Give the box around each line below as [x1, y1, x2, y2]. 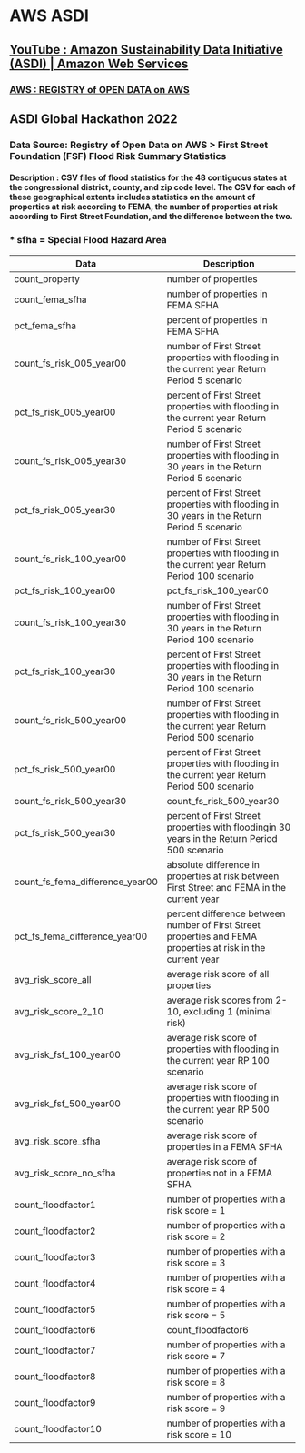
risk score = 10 [166, 1428, 231, 1440]
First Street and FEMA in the [166, 881, 287, 893]
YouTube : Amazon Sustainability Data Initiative [9, 42, 284, 57]
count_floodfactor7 [14, 1344, 96, 1357]
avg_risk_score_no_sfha [14, 1166, 116, 1179]
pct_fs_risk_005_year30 [14, 503, 116, 516]
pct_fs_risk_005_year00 [14, 406, 116, 419]
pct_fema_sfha [14, 319, 77, 332]
